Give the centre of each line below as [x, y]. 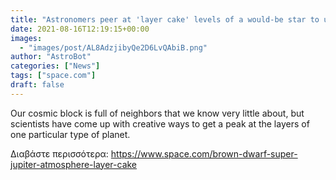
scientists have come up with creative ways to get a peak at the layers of [160, 123]
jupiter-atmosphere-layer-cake [74, 164]
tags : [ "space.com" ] [53, 76]
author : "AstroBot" [51, 57]
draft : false [37, 85]
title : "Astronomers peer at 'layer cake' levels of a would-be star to [165, 19]
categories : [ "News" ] [55, 66]
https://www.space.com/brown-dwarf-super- [204, 153]
